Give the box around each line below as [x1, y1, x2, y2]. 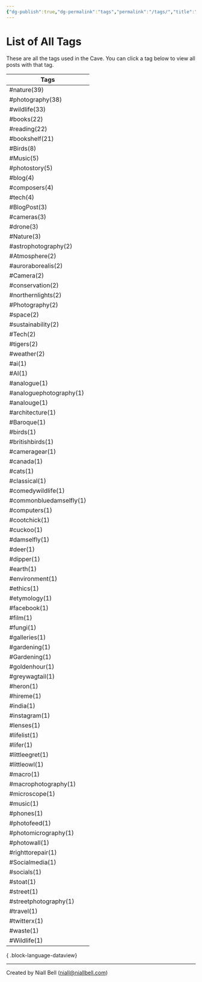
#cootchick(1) [9, 516, 50, 524]
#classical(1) [9, 477, 46, 485]
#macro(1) [9, 770, 40, 778]
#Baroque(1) [9, 418, 46, 426]
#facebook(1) [9, 604, 49, 612]
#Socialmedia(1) [9, 858, 57, 866]
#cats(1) [9, 467, 34, 475]
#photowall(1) [9, 838, 50, 847]
